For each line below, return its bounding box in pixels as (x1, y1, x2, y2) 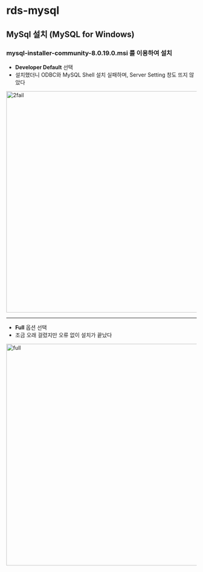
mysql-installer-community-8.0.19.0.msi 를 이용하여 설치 (6, 49, 172, 57)
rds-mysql (6, 4, 59, 17)
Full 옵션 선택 (14, 323, 47, 331)
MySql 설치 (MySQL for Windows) (6, 29, 135, 39)
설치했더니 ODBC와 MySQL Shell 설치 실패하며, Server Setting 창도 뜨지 (14, 71, 188, 78)
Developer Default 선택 (14, 63, 74, 71)
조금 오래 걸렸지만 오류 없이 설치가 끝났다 (14, 331, 112, 338)
